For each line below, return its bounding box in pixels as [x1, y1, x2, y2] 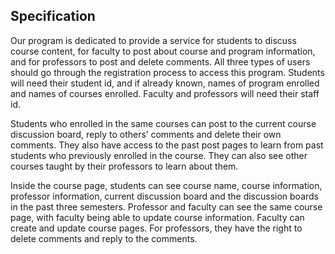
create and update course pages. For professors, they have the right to [10, 222, 303, 234]
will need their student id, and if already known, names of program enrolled [10, 77, 320, 89]
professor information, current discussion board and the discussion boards [10, 190, 320, 202]
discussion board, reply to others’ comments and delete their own [10, 128, 282, 140]
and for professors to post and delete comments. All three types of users [10, 55, 311, 68]
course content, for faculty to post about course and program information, [10, 45, 316, 57]
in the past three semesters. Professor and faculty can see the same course [10, 200, 323, 213]
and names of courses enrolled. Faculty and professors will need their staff [10, 87, 320, 99]
